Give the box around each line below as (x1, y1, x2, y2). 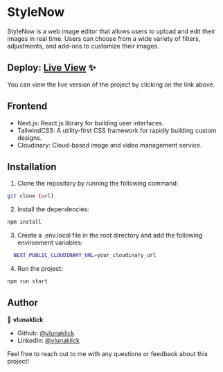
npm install (7, 219, 42, 226)
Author (7, 297, 38, 309)
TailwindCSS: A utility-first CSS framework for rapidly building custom (17, 126, 217, 134)
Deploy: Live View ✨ (7, 62, 96, 73)
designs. (17, 133, 42, 142)
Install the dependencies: (17, 205, 90, 213)
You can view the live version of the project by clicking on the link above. (7, 80, 215, 89)
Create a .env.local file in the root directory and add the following (17, 231, 203, 240)
